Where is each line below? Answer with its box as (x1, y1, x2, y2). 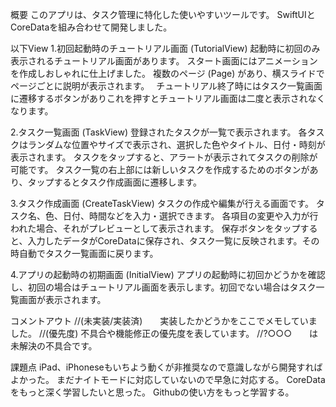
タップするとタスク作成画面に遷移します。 (27, 176, 203, 188)
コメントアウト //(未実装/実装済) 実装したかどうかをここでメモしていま (10, 315, 318, 327)
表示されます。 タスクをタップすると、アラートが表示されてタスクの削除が (10, 151, 318, 163)
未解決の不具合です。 (10, 340, 98, 352)
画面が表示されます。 (18, 294, 107, 305)
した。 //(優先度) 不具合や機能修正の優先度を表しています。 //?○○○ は (10, 328, 318, 339)
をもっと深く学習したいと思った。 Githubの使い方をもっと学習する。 (10, 386, 295, 398)
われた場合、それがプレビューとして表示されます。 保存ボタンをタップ (10, 223, 301, 234)
